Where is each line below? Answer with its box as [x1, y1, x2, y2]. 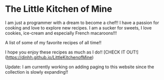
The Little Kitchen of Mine [5, 3, 113, 15]
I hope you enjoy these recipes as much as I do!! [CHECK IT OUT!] [5, 49, 139, 55]
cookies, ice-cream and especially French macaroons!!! [5, 30, 117, 36]
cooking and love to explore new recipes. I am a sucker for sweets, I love [5, 25, 152, 30]
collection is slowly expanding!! [5, 69, 69, 75]
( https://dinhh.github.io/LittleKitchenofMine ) [5, 54, 94, 60]
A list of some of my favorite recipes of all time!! [5, 39, 102, 45]
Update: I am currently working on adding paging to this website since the [5, 64, 154, 70]
